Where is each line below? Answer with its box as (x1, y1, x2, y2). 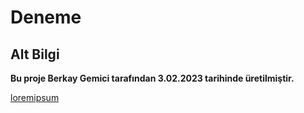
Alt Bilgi (10, 46, 60, 63)
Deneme (10, 6, 82, 29)
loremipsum (10, 92, 60, 103)
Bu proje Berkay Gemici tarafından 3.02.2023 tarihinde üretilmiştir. (10, 72, 295, 84)
